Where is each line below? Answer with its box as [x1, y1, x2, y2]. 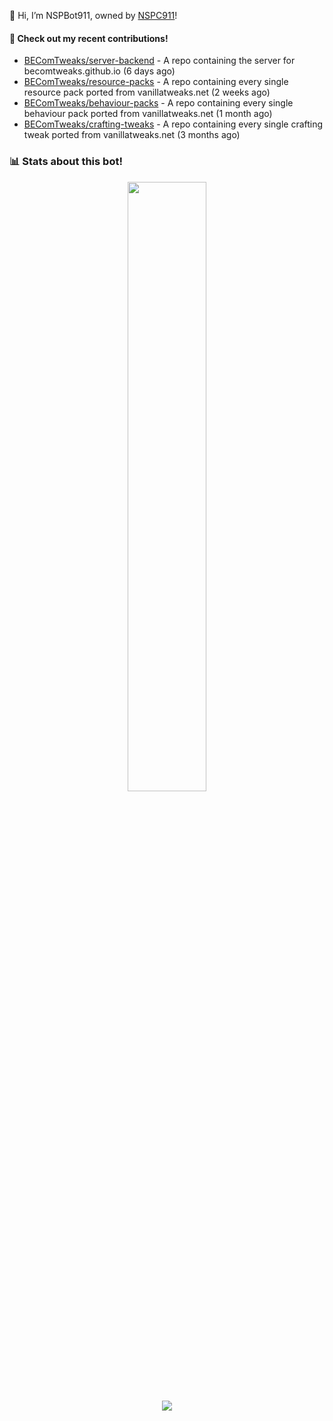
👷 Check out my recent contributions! [9, 32, 169, 44]
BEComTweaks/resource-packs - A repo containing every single [23, 76, 289, 88]
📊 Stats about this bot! [9, 155, 123, 169]
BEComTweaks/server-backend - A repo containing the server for [23, 55, 296, 67]
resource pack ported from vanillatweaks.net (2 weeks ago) [23, 86, 271, 99]
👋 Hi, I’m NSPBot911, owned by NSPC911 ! [9, 10, 178, 21]
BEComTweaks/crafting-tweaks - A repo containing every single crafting [23, 118, 324, 130]
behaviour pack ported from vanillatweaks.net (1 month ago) [23, 108, 273, 120]
